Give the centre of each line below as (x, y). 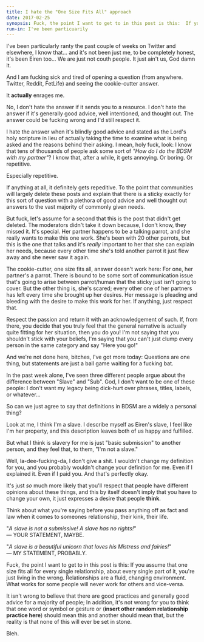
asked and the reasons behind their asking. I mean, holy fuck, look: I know (99, 145)
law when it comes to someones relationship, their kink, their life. (87, 517)
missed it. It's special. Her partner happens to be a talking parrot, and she (98, 232)
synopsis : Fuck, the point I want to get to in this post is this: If (99, 23)
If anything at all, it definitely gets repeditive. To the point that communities (100, 188)
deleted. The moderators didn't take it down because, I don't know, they (96, 225)
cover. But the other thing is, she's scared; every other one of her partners (99, 288)
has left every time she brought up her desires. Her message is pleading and (102, 295)
